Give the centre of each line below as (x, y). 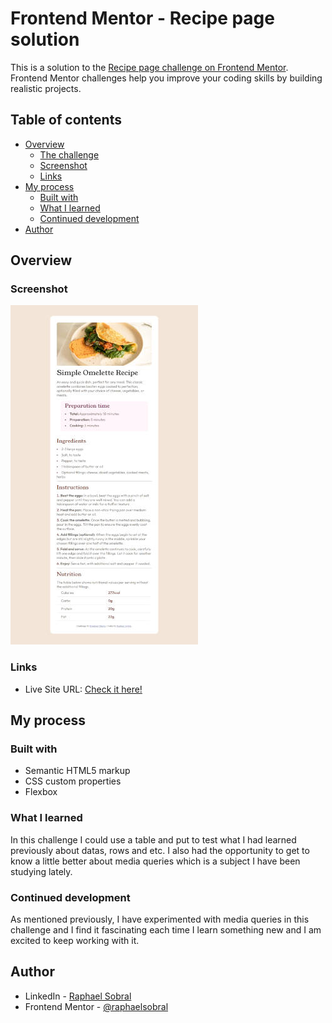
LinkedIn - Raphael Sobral (78, 996)
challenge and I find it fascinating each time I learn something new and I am (166, 930)
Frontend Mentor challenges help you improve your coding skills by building (166, 78)
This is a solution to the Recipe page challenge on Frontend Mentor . (149, 67)
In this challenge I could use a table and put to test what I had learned (153, 839)
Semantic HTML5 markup (77, 771)
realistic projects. (46, 88)
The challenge (69, 154)
